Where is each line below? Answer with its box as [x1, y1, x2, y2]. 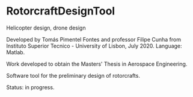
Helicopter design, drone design [6, 24, 86, 31]
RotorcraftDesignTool [6, 4, 115, 18]
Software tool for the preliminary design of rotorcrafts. [6, 72, 140, 79]
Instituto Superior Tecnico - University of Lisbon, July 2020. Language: [6, 42, 182, 49]
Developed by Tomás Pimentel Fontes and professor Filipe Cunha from [6, 36, 182, 43]
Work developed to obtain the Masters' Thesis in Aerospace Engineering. [6, 60, 188, 67]
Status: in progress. [6, 83, 55, 91]
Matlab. [6, 48, 25, 55]
